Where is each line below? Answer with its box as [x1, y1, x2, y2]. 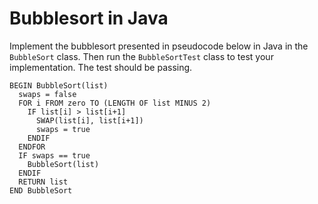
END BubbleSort [9, 185, 73, 196]
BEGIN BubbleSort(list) [9, 80, 109, 91]
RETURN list [18, 177, 69, 187]
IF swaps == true [18, 150, 91, 161]
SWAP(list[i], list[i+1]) [35, 115, 144, 126]
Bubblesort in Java [9, 7, 169, 30]
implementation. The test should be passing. [9, 61, 193, 73]
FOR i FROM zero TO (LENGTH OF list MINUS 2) [18, 98, 212, 108]
